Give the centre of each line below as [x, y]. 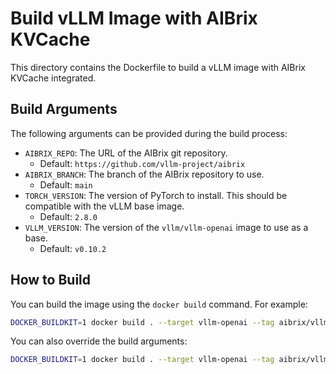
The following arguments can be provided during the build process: [149, 133]
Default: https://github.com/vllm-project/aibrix [142, 163]
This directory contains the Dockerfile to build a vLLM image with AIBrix [158, 67]
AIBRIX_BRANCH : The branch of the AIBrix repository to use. [144, 174]
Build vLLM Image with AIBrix [134, 18]
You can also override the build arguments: [99, 341]
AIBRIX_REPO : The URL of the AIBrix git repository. [126, 153]
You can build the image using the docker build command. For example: [159, 304]
